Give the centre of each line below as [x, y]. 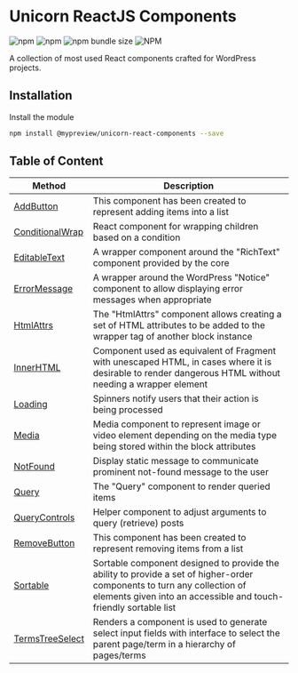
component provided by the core [161, 263]
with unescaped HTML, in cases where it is [182, 362]
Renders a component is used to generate [180, 622]
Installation [41, 96]
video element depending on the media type [185, 436]
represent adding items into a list [161, 212]
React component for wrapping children [176, 227]
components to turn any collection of [169, 586]
